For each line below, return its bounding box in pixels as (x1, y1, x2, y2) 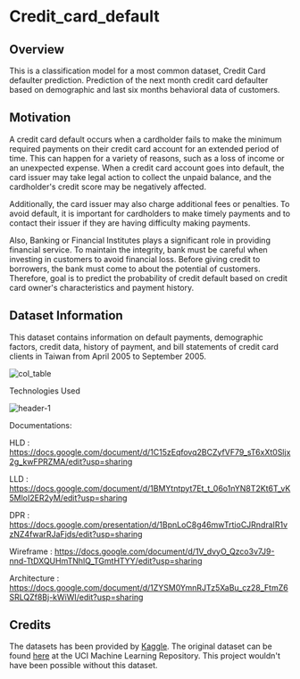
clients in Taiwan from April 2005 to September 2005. (9, 351, 207, 361)
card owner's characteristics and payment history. (9, 282, 195, 293)
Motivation (9, 110, 71, 126)
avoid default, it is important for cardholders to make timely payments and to (9, 208, 291, 219)
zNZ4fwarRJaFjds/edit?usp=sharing (9, 528, 143, 539)
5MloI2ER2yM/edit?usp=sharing (9, 493, 128, 503)
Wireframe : (9, 546, 54, 557)
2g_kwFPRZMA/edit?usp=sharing (9, 456, 133, 467)
